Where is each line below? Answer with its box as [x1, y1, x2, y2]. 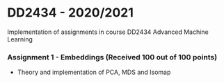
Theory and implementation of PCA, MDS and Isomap [17, 68, 171, 77]
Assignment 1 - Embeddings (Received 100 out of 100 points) [7, 52, 218, 62]
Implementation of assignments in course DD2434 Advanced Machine [7, 28, 209, 36]
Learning [7, 35, 33, 43]
